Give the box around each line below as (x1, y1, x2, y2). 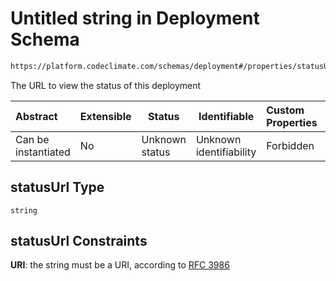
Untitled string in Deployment (10, 7, 260, 30)
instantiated (15, 145, 71, 159)
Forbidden (266, 138, 315, 152)
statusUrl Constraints (10, 233, 148, 250)
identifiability (195, 145, 257, 159)
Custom (266, 103, 305, 117)
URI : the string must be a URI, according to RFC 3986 (10, 259, 230, 271)
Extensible (79, 109, 132, 123)
